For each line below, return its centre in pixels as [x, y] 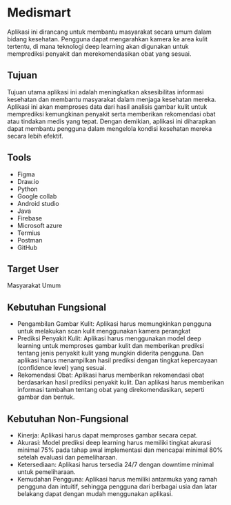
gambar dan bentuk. [46, 397]
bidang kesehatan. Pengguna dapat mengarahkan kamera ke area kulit [108, 39]
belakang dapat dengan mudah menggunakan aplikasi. [95, 494]
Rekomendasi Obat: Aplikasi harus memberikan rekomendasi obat [111, 375]
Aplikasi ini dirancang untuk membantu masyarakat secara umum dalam [109, 32]
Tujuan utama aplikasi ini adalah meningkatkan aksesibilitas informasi [106, 92]
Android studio [38, 203]
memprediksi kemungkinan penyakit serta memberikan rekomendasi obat [111, 114]
